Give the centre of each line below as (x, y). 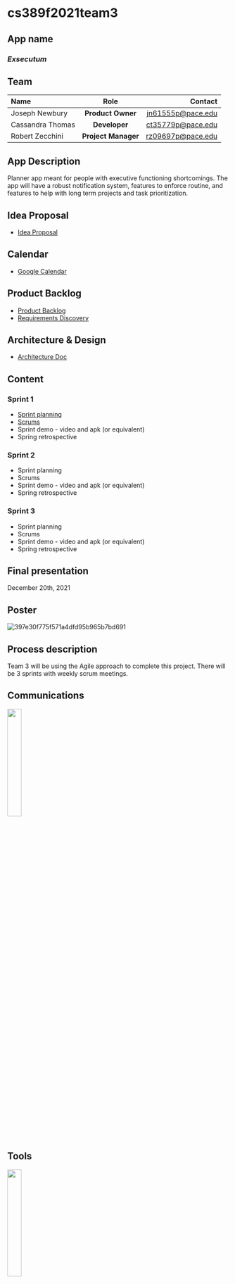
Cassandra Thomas (43, 125)
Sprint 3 (21, 511)
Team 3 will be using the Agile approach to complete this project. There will (116, 666)
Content (26, 379)
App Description (44, 161)
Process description (52, 649)
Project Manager (110, 137)
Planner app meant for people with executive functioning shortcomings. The (118, 178)
